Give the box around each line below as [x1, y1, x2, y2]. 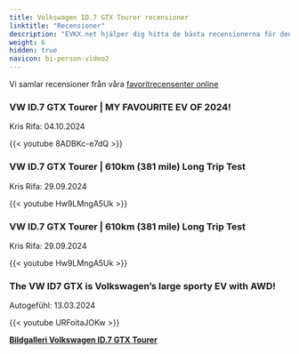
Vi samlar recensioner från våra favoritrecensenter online [9, 79, 219, 89]
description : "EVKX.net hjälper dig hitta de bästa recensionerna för [9, 29, 277, 38]
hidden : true [9, 46, 58, 55]
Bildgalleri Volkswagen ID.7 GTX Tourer [9, 334, 158, 345]
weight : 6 [9, 37, 46, 47]
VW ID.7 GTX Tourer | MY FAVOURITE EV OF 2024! [9, 101, 231, 113]
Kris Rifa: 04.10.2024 [9, 121, 85, 132]
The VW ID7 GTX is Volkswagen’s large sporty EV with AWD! [9, 279, 276, 292]
